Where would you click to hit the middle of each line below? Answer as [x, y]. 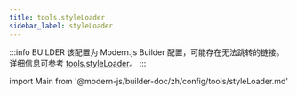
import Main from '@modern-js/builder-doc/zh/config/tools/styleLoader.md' [149, 81]
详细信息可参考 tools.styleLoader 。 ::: [78, 63]
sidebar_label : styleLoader [61, 26]
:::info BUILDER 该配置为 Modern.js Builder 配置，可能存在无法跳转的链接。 [147, 52]
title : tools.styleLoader [57, 17]
